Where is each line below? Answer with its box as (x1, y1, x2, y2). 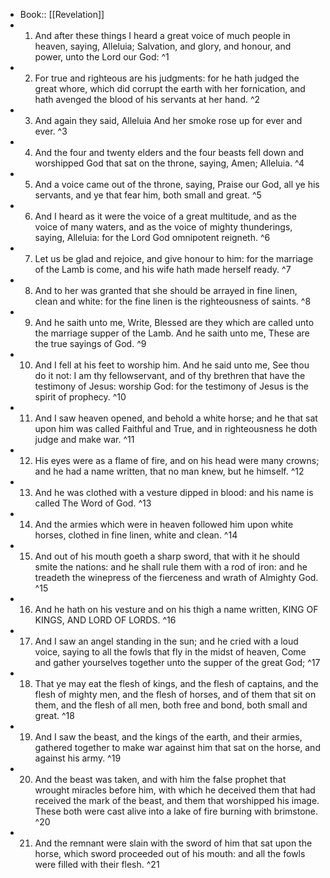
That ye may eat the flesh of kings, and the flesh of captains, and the (34, 678, 319, 689)
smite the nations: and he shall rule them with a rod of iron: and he (34, 561, 308, 573)
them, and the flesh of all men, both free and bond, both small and (34, 699, 308, 711)
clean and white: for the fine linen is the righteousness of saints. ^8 (34, 295, 312, 307)
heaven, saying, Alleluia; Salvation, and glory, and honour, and (34, 40, 292, 52)
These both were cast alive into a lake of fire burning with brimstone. (34, 805, 319, 817)
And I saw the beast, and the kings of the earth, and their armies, (34, 731, 303, 743)
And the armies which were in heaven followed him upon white (34, 519, 294, 530)
